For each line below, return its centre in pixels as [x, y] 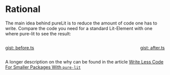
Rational [23, 9]
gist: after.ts [152, 47]
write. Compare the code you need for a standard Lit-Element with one [79, 28]
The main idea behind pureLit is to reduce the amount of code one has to [81, 23]
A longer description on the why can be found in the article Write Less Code [84, 61]
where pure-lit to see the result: [38, 33]
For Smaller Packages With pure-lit [43, 67]
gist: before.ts [20, 47]
